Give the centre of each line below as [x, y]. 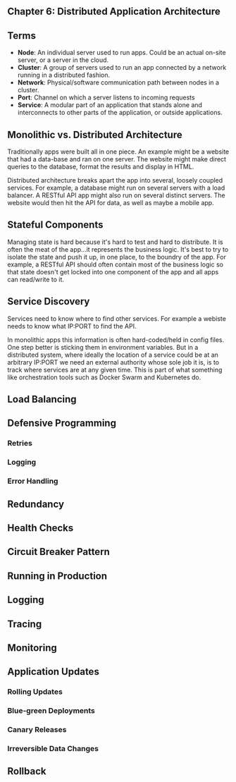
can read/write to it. [36, 279]
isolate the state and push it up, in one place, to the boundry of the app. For [117, 257]
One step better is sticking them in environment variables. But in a [103, 347]
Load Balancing [42, 399]
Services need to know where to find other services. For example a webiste [117, 318]
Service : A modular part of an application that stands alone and [110, 105]
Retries [20, 444]
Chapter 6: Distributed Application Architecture [114, 12]
